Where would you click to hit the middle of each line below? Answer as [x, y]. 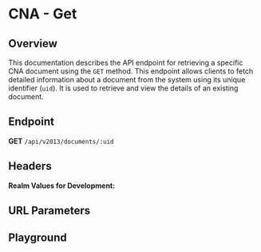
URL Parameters [49, 211]
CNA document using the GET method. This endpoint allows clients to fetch [131, 71]
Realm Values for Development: [62, 186]
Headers [30, 166]
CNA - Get [43, 14]
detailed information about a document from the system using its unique [127, 80]
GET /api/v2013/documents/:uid [61, 141]
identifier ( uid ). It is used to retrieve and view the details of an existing [123, 88]
